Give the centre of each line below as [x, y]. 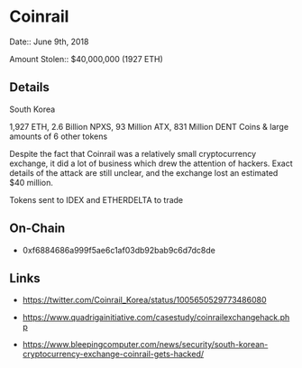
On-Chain [37, 229]
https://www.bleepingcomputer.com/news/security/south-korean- [145, 345]
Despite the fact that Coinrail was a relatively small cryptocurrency [133, 153]
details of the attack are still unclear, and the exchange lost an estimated [144, 172]
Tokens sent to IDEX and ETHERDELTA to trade [96, 199]
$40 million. [32, 182]
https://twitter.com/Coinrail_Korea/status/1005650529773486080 [144, 300]
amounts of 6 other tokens [59, 136]
